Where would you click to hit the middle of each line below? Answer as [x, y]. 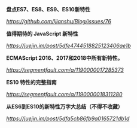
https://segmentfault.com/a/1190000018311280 [64, 94]
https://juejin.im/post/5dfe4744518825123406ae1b [69, 45]
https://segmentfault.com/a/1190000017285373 [65, 70]
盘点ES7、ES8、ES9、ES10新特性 [48, 9]
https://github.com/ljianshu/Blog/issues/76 [59, 21]
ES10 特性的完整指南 [31, 82]
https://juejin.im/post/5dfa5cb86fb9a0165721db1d [68, 118]
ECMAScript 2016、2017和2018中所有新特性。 [65, 58]
